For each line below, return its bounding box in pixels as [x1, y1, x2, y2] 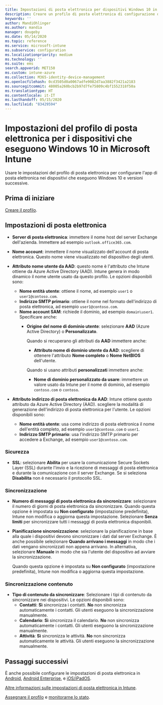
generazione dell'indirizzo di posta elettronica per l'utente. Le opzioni [12, 406, 151, 412]
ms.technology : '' [5, 57, 42, 62]
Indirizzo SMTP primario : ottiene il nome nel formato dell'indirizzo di [19, 298, 157, 304]
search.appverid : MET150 [5, 66, 55, 71]
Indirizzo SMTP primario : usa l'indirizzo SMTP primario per [19, 431, 138, 437]
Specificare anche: [19, 314, 57, 319]
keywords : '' [5, 16, 32, 21]
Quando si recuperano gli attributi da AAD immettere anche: [26, 338, 147, 344]
